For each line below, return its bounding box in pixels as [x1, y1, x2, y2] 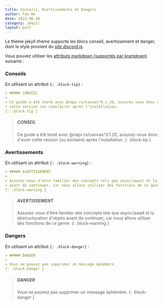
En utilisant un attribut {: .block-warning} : [5, 160, 92, 166]
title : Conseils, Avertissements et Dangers [5, 7, 97, 12]
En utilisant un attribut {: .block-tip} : [5, 81, 83, 87]
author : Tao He [5, 12, 36, 17]
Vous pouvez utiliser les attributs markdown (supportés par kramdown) [5, 53, 147, 59]
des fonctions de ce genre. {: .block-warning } [16, 220, 110, 226]
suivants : [5, 58, 24, 64]
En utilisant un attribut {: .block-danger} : [5, 243, 90, 249]
